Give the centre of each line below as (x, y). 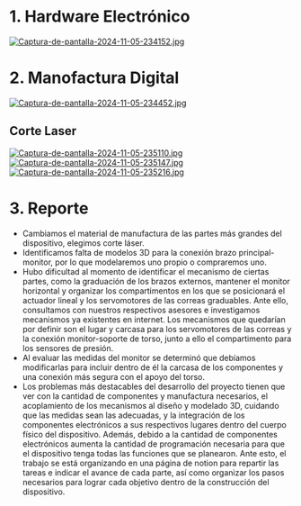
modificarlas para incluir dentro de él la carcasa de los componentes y (153, 367)
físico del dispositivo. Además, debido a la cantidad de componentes (150, 434)
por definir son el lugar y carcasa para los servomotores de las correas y (157, 329)
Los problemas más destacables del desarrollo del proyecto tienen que (154, 386)
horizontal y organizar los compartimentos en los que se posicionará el (154, 291)
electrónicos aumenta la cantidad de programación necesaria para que (154, 444)
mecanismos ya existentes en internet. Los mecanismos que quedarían (154, 319)
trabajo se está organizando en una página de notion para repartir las (150, 463)
